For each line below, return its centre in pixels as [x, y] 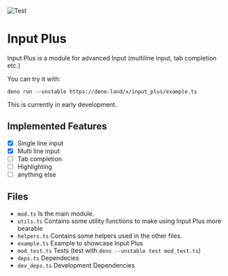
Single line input [40, 143]
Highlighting [34, 166]
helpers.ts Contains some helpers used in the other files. [100, 236]
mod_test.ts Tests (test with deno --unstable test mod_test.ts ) [109, 250]
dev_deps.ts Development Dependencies [76, 265]
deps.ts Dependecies [48, 258]
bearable [30, 228]
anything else [36, 174]
